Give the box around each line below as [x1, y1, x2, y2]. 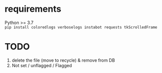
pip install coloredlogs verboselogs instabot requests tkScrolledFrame [4, 24, 158, 30]
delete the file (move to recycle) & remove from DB [11, 57, 115, 63]
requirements [4, 3, 61, 15]
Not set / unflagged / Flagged [11, 62, 72, 68]
